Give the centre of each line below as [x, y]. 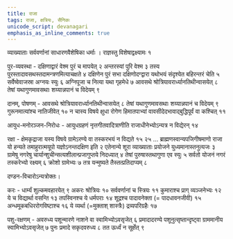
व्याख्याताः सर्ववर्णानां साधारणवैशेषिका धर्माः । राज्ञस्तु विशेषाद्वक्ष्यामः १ [79, 53]
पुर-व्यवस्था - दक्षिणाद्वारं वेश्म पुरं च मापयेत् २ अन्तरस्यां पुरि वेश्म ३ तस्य [84, 67]
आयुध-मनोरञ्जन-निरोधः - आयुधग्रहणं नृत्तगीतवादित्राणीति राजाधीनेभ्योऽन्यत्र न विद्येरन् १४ [103, 125]
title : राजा [23, 14]
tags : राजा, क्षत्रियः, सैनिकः [39, 20]
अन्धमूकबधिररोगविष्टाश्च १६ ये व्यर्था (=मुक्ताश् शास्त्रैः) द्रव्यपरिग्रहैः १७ [82, 206]
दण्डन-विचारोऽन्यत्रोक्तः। [34, 177]
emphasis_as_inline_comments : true [59, 33]
